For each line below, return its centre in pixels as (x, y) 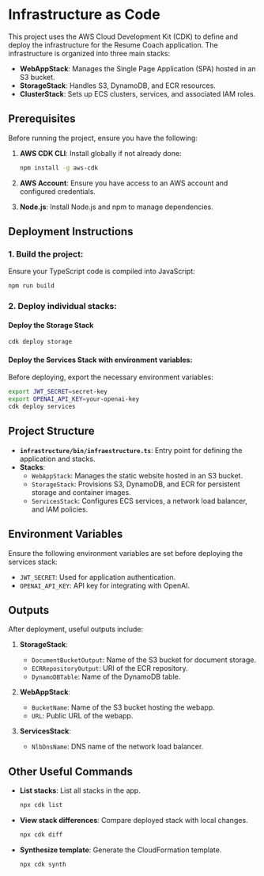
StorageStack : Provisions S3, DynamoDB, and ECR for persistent (136, 484)
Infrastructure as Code (84, 15)
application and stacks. (57, 459)
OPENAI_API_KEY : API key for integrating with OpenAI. (105, 585)
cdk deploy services (42, 407)
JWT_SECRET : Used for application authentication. (98, 577)
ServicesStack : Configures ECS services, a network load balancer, (139, 501)
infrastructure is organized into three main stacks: (89, 53)
